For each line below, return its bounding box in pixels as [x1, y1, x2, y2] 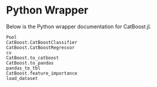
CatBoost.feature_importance [6, 70, 78, 76]
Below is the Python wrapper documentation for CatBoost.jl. [6, 23, 152, 30]
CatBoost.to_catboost [6, 55, 59, 61]
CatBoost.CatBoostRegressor [6, 45, 75, 51]
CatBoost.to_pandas [6, 60, 54, 66]
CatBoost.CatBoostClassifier [6, 39, 78, 45]
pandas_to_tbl [6, 65, 41, 71]
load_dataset [6, 75, 38, 81]
